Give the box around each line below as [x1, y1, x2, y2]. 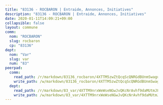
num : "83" [9, 61, 29, 66]
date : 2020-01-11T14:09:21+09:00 [5, 16, 73, 21]
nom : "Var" [9, 52, 32, 57]
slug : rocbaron [9, 39, 40, 44]
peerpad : [5, 66, 23, 71]
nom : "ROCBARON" [9, 34, 42, 39]
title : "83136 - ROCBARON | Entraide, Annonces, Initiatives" [5, 7, 133, 12]
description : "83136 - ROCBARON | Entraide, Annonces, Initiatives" [5, 12, 147, 16]
